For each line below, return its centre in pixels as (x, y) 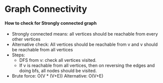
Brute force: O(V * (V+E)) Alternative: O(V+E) (57, 76)
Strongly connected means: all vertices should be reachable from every (85, 34)
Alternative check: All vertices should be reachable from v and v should (85, 44)
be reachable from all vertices (42, 50)
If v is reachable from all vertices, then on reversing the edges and (87, 66)
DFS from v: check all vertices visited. (58, 60)
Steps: (18, 55)
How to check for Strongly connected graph (51, 23)
